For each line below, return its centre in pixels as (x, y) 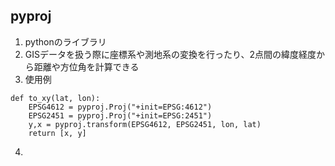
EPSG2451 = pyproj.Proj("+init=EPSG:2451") (120, 115)
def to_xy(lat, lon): (55, 98)
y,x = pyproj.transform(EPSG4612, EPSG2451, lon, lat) (145, 124)
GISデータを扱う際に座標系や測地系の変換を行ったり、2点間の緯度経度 (170, 54)
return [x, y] (57, 133)
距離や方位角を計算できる (86, 66)
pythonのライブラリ (65, 41)
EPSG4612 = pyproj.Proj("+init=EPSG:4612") (120, 107)
